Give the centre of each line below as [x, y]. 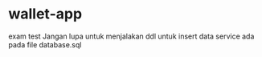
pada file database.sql [45, 44]
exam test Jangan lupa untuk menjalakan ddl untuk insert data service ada [131, 36]
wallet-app [45, 14]
